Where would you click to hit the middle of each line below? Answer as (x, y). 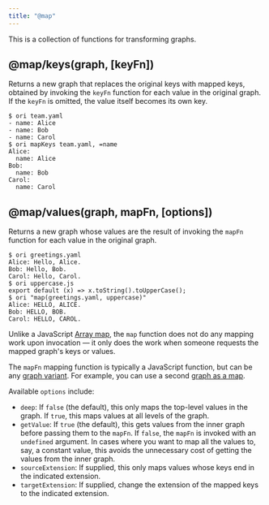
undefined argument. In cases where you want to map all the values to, (138, 442)
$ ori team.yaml (36, 116)
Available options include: (51, 391)
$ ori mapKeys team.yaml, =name (63, 145)
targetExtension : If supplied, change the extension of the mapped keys (139, 485)
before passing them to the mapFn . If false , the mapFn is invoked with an (138, 433)
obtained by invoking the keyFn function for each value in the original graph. (135, 93)
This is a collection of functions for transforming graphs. (102, 39)
